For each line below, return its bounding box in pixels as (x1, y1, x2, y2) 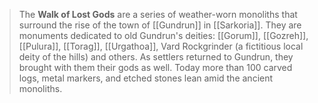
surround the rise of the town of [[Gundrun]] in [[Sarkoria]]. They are (18, 19, 302, 31)
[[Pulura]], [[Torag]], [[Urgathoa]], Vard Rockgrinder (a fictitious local (18, 40, 304, 52)
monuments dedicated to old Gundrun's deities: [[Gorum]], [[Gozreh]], (18, 30, 309, 41)
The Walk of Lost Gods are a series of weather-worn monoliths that (18, 9, 298, 20)
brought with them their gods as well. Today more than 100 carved (18, 62, 293, 73)
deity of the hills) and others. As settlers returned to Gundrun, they (18, 51, 294, 63)
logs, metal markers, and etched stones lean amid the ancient (18, 72, 274, 84)
